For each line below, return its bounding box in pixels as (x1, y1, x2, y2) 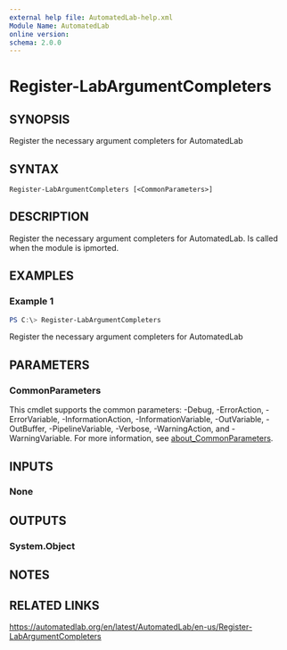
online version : (9, 29, 70, 38)
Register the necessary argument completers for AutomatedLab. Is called (9, 233, 278, 244)
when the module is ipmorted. (9, 242, 119, 253)
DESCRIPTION (9, 209, 89, 224)
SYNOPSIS (9, 112, 70, 127)
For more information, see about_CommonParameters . (74, 433, 274, 444)
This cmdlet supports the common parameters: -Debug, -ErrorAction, (9, 404, 265, 415)
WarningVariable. (9, 433, 73, 444)
